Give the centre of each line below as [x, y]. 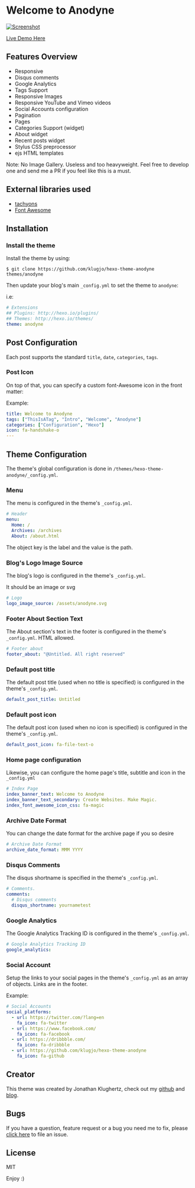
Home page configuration [44, 760]
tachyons [26, 204]
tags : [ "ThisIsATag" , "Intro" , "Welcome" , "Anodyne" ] [74, 419]
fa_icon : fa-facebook [43, 1034]
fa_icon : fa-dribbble [43, 1045]
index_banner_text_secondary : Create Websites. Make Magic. [82, 800]
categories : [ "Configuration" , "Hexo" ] [55, 425]
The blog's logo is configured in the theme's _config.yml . [76, 576]
